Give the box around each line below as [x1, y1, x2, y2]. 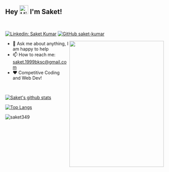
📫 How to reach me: [12, 51, 56, 58]
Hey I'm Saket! [5, 8, 62, 16]
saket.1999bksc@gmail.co [12, 59, 67, 65]
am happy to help [12, 46, 49, 52]
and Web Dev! [12, 75, 42, 81]
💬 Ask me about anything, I [12, 40, 69, 46]
